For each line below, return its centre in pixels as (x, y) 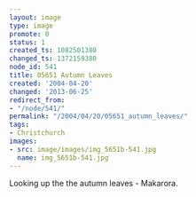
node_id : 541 (33, 67)
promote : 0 (29, 34)
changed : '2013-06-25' (51, 91)
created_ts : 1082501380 (53, 51)
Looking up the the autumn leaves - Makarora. (94, 183)
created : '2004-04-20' (51, 83)
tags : (19, 125)
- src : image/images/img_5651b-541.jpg (83, 149)
